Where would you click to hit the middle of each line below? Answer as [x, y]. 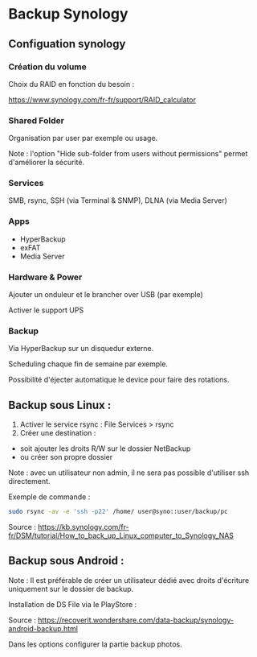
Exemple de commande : [49, 497]
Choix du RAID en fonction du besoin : [71, 84]
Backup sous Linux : [60, 405]
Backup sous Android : [66, 561]
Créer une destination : [58, 433]
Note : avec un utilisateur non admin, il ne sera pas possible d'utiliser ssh [129, 473]
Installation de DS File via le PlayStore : [73, 604]
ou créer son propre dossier [66, 457]
